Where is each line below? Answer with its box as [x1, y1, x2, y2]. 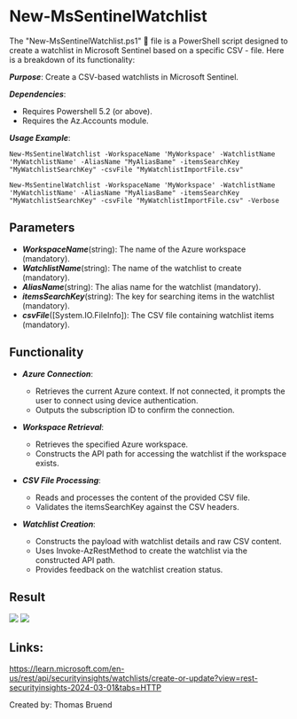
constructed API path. [35, 554, 115, 565]
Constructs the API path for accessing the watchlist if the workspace [35, 448, 286, 458]
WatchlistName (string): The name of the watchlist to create [21, 262, 242, 273]
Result [9, 590, 46, 605]
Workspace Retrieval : [21, 421, 105, 432]
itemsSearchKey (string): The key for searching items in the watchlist [21, 291, 275, 301]
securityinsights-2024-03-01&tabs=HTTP [9, 683, 162, 693]
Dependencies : [9, 89, 66, 99]
